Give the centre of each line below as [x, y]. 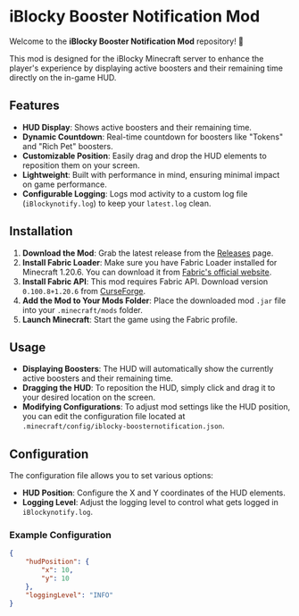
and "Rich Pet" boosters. [67, 146]
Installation [41, 231]
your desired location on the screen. [89, 397]
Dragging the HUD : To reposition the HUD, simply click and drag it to [149, 388]
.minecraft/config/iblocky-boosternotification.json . [123, 426]
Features [34, 106]
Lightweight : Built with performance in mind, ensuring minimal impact [151, 174]
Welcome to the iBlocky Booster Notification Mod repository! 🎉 [126, 41]
